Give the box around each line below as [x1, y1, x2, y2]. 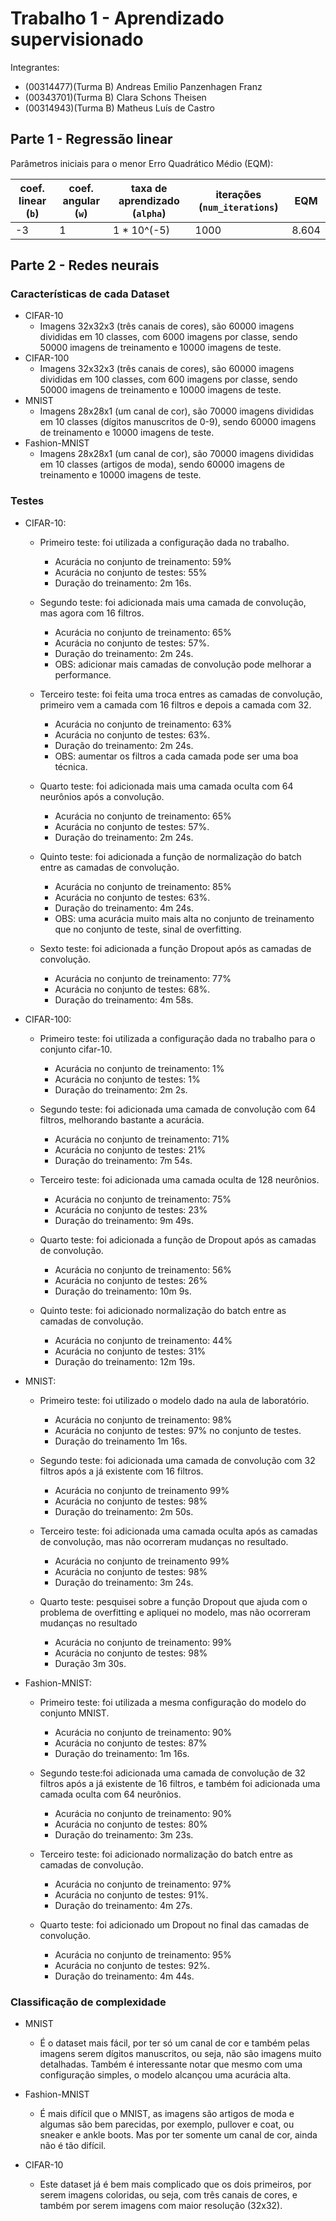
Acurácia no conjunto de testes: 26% [54, 1274, 208, 1286]
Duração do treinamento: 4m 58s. [54, 993, 194, 1006]
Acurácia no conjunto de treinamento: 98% [54, 1413, 233, 1426]
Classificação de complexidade [10, 1995, 167, 2009]
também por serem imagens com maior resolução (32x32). [39, 2200, 283, 2212]
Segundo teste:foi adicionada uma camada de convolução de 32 [39, 1767, 306, 1779]
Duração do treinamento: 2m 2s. [54, 1083, 188, 1096]
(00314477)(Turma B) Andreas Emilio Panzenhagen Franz [24, 80, 263, 92]
